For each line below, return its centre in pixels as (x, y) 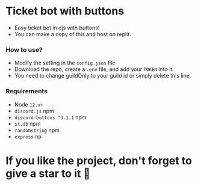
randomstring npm (37, 130)
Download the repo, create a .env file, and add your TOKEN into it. (94, 69)
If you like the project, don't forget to (99, 160)
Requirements (27, 91)
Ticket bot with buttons (65, 11)
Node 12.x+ (29, 104)
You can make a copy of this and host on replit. (73, 34)
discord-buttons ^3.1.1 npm (50, 117)
